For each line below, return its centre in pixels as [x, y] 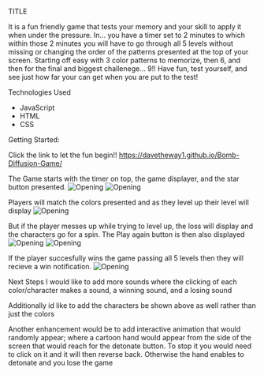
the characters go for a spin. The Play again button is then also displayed [126, 234]
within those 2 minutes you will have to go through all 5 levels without [121, 43]
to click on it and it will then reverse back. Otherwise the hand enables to [126, 354]
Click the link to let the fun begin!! [63, 155]
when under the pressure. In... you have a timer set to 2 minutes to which [127, 35]
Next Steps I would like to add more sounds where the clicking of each [123, 282]
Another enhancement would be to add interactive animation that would [125, 329]
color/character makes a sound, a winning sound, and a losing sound [120, 290]
